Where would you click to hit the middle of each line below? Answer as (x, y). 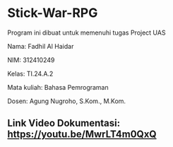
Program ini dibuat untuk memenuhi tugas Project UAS (86, 33)
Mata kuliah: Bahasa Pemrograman (58, 87)
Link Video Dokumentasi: (64, 123)
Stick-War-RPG (53, 13)
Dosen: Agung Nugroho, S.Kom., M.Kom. (66, 101)
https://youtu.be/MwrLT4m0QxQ (82, 135)
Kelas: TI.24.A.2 (30, 73)
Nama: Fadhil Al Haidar (41, 46)
